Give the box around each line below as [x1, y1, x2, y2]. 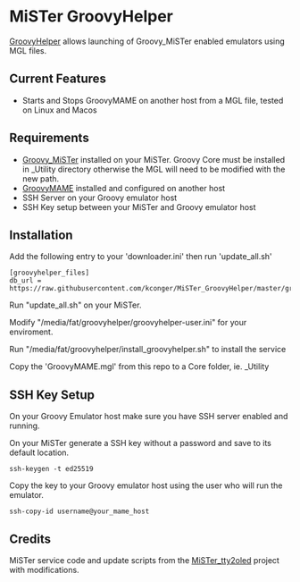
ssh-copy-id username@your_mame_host [9, 507, 150, 516]
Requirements [9, 131, 89, 146]
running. [9, 420, 40, 431]
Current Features [9, 72, 107, 87]
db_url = [9, 276, 42, 285]
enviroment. [9, 326, 54, 337]
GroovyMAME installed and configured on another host [21, 182, 226, 193]
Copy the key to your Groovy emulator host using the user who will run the [9, 480, 283, 491]
